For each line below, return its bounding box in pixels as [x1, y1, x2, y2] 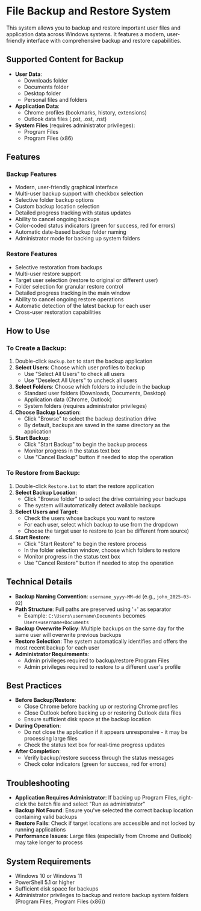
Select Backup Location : [14, 489, 77, 496]
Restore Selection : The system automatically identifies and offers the [14, 637, 188, 645]
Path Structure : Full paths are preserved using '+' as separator [14, 606, 172, 613]
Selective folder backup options [14, 196, 94, 204]
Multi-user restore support [14, 270, 81, 277]
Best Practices [6, 680, 62, 690]
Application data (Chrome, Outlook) [23, 396, 113, 403]
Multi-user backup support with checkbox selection [14, 190, 143, 197]
